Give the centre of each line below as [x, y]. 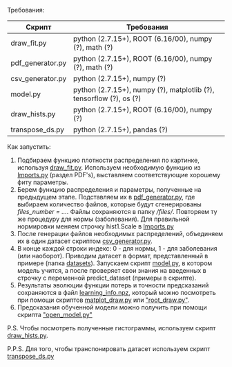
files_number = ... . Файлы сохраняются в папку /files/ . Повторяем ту [117, 212]
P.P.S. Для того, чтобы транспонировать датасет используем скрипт [109, 349]
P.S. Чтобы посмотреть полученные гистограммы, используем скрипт [112, 328]
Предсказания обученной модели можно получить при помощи [112, 307]
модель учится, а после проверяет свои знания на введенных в [112, 270]
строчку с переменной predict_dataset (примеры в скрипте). [107, 278]
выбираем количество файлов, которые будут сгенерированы [109, 204]
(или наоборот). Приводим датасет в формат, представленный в [113, 256]
